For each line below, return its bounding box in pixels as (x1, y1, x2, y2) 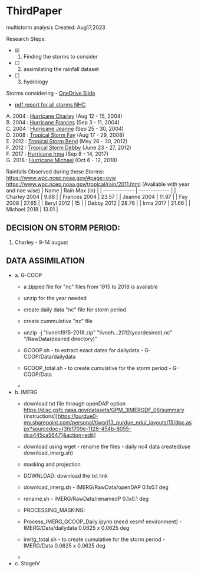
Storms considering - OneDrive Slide (6, 89, 95, 96)
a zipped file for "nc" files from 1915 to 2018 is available (23, 283, 158, 290)
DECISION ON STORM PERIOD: (6, 223, 121, 233)
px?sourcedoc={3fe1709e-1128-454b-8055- (23, 425, 131, 432)
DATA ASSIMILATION (6, 256, 85, 266)
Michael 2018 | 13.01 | (6, 205, 58, 213)
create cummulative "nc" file (23, 317, 93, 324)
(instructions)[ (23, 413, 58, 420)
